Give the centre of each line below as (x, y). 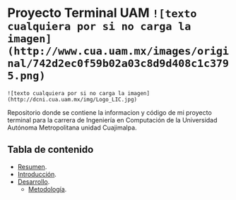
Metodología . (47, 189)
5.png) (26, 76)
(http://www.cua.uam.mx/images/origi (118, 51)
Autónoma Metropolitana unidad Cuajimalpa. (72, 127)
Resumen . (32, 166)
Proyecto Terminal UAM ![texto (102, 13)
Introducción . (37, 174)
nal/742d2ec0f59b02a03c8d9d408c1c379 (118, 64)
